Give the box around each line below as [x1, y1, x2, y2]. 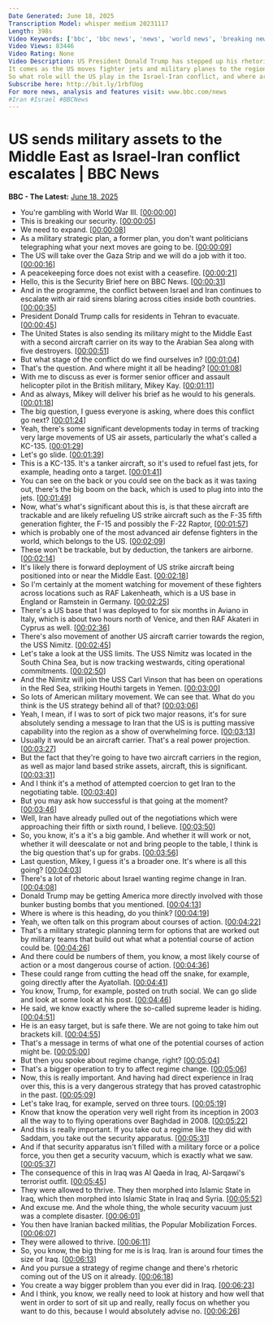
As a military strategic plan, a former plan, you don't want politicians [19, 234, 249, 243]
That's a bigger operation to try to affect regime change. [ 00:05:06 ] [19, 1064, 247, 1074]
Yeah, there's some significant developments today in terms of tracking [19, 424, 260, 434]
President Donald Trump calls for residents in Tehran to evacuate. [19, 311, 240, 322]
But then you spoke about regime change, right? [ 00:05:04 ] [19, 1055, 220, 1065]
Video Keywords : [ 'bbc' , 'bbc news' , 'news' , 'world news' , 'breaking [8, 34, 253, 43]
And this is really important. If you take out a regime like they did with [19, 1125, 252, 1134]
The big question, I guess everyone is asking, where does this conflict [19, 406, 254, 416]
